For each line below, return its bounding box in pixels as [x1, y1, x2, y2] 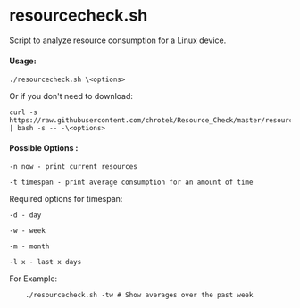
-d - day [9, 211, 42, 220]
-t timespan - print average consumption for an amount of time [9, 178, 254, 187]
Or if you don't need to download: [9, 91, 134, 102]
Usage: [9, 55, 37, 66]
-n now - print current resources [9, 162, 138, 171]
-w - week [9, 227, 46, 236]
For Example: [9, 273, 58, 284]
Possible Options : [9, 142, 79, 153]
